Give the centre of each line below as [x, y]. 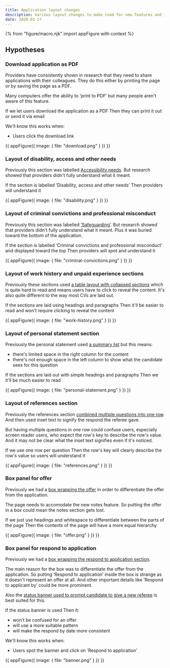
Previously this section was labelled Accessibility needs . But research [78, 170]
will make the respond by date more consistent [61, 631]
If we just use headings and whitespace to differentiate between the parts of [85, 519]
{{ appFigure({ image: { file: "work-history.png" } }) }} [61, 320]
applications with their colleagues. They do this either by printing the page [83, 81]
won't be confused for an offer [45, 620]
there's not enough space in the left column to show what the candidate [88, 360]
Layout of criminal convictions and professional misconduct [80, 213]
